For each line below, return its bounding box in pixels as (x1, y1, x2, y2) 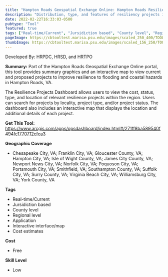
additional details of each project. (5, 110, 74, 116)
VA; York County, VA (12, 176, 55, 183)
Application (12, 217, 36, 223)
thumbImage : (5, 40, 30, 45)
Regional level (12, 212, 41, 218)
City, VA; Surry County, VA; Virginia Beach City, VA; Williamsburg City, (12, 171, 157, 177)
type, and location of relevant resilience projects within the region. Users (5, 94, 155, 100)
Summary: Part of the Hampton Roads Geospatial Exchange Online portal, (5, 63, 158, 69)
